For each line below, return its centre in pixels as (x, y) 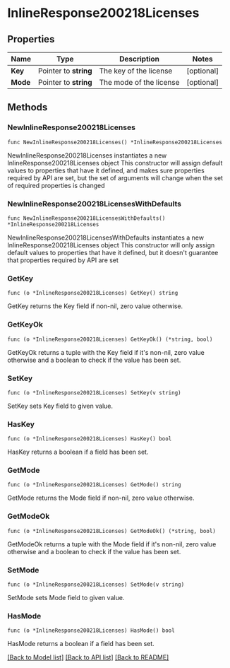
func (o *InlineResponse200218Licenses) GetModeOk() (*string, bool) (112, 531)
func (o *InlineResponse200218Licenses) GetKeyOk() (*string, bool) (110, 339)
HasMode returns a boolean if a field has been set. (81, 644)
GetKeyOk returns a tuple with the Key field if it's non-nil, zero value (106, 352)
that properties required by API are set (63, 260)
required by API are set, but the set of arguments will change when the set (115, 177)
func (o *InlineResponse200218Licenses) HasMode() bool (91, 631)
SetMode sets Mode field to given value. (66, 598)
